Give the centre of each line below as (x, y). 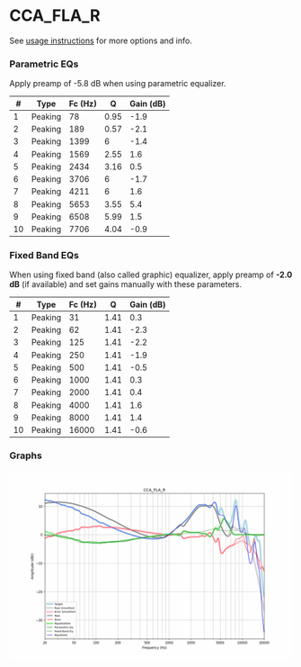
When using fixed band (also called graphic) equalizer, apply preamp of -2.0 (151, 275)
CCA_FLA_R (55, 16)
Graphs (26, 455)
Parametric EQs (44, 64)
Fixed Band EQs (44, 255)
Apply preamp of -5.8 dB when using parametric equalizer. (118, 84)
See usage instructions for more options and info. (101, 41)
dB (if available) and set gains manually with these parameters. (126, 284)
